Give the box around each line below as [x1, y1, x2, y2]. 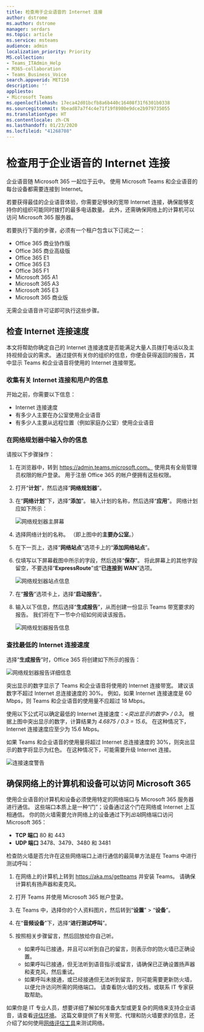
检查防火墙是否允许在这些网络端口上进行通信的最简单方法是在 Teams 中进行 [6, 852, 197, 860]
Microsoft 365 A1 [15, 273, 58, 281]
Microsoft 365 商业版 [15, 294, 68, 301]
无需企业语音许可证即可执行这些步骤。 [6, 307, 102, 314]
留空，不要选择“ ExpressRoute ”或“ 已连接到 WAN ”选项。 [15, 564, 155, 572]
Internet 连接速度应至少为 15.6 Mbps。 [6, 725, 103, 733]
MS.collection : [6, 54, 45, 60]
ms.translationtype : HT [6, 111, 67, 117]
